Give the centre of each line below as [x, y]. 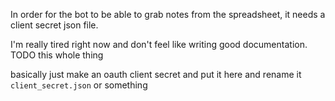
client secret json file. [54, 25]
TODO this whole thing [57, 55]
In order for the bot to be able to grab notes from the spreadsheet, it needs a [168, 14]
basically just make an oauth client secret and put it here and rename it [156, 74]
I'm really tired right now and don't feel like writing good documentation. [159, 44]
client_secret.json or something [79, 85]
